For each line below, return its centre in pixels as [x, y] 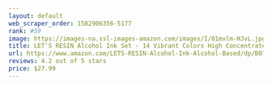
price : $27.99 [32, 69]
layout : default [36, 16]
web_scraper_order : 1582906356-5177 [70, 23]
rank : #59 [25, 31]
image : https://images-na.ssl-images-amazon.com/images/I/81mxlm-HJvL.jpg [137, 38]
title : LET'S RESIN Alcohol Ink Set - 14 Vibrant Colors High [115, 46]
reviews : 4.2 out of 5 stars [57, 62]
